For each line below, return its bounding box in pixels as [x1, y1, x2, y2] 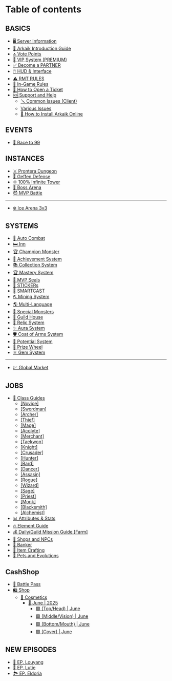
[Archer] [20, 411, 38, 418]
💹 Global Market [12, 365, 49, 371]
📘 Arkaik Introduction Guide [12, 45, 71, 51]
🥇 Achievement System [12, 256, 62, 262]
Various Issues [20, 105, 52, 111]
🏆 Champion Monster [12, 249, 60, 255]
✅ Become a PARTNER [12, 62, 61, 68]
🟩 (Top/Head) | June [35, 606, 80, 612]
